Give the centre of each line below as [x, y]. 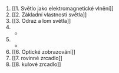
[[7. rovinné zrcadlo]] [37, 58]
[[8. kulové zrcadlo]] [36, 64]
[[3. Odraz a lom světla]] [41, 21]
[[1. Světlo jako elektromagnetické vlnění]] [62, 8]
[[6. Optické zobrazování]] [43, 52]
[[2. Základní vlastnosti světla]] [49, 15]
